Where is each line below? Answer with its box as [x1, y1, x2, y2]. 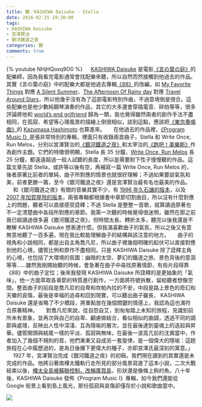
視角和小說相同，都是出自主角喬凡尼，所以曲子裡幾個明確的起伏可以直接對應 [6, 239, 196, 246]
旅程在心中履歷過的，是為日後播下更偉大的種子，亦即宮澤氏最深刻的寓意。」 [6, 344, 194, 352]
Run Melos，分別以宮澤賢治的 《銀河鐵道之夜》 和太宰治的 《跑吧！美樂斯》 [6, 140, 191, 148]
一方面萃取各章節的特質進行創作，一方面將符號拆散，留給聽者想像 [24, 276, 188, 283]
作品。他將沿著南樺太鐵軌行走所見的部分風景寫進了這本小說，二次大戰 [22, 359, 196, 367]
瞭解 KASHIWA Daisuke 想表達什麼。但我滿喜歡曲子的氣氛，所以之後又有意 [6, 224, 192, 231]
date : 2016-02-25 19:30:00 [6, 14, 74, 21]
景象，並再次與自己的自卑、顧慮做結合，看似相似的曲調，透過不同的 [22, 314, 191, 321]
